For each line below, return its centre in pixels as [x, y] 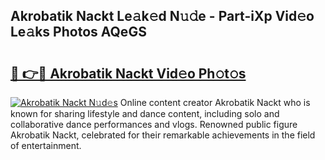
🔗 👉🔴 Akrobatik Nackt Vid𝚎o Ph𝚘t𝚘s [128, 73]
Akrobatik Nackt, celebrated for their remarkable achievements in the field [163, 135]
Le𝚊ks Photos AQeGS [78, 32]
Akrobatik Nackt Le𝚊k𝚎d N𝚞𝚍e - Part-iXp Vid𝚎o [162, 16]
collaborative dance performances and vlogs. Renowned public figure [154, 124]
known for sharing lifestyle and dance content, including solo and [145, 113]
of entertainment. [46, 145]
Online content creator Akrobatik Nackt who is [215, 102]
